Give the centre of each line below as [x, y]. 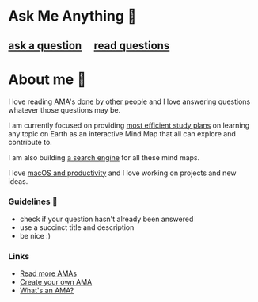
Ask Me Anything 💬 [72, 16]
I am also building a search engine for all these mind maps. [104, 157]
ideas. [18, 181]
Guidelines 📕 [33, 201]
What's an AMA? [47, 291]
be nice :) [35, 235]
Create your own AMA [56, 282]
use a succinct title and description [77, 227]
